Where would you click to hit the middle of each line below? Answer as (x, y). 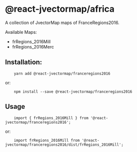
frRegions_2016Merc (33, 47)
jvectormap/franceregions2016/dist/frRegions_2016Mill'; (64, 145)
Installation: (24, 62)
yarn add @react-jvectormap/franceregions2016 (62, 74)
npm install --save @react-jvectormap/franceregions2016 (73, 92)
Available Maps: (21, 32)
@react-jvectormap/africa (60, 9)
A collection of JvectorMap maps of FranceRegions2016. (62, 23)
